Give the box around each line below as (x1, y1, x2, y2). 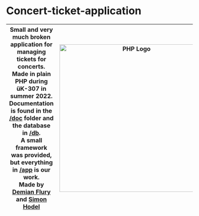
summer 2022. (9, 91, 53, 100)
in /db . (22, 129, 41, 137)
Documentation (9, 99, 54, 107)
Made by (18, 180, 44, 188)
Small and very (9, 25, 53, 34)
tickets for (17, 55, 46, 63)
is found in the (11, 106, 52, 114)
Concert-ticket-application (6, 4, 142, 18)
